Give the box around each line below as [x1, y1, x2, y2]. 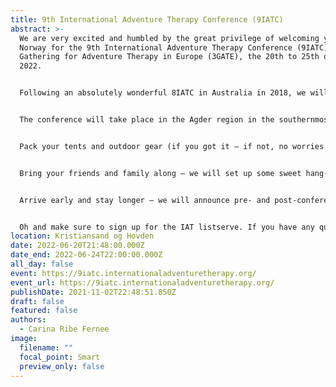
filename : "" [19, 342, 74, 353]
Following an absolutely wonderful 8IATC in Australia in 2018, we [19, 88, 307, 98]
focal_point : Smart [19, 352, 101, 362]
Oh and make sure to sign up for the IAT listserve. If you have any [19, 222, 315, 232]
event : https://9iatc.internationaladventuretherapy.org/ [10, 268, 257, 278]
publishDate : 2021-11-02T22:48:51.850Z [10, 287, 177, 297]
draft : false [10, 296, 65, 306]
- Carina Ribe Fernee [19, 324, 110, 335]
